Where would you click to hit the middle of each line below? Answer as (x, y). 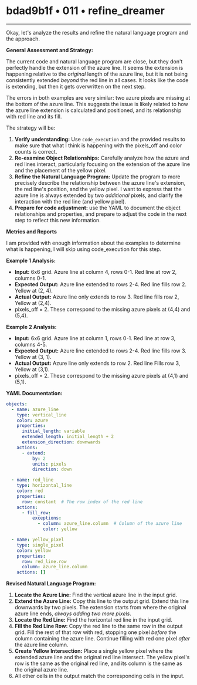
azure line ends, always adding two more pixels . (73, 613)
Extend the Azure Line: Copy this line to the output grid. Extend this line (102, 601)
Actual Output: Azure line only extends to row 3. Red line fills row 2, (97, 297)
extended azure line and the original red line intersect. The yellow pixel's (102, 657)
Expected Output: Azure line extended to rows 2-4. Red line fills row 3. (100, 351)
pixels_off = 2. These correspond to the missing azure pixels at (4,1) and (101, 375)
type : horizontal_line (44, 486)
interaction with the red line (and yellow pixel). (70, 201)
